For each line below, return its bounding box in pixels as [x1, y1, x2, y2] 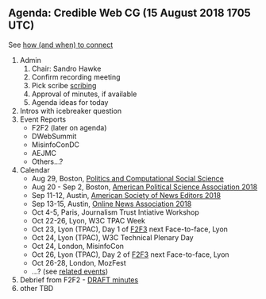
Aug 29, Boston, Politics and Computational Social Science [31, 173, 224, 183]
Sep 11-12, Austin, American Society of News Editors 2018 [31, 190, 221, 200]
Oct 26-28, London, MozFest [31, 258, 127, 267]
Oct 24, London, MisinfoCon [31, 241, 125, 250]
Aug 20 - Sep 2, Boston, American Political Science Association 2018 [31, 182, 258, 192]
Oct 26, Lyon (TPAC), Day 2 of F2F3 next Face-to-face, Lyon [31, 250, 229, 259]
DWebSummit [31, 131, 77, 141]
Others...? [31, 157, 64, 166]
